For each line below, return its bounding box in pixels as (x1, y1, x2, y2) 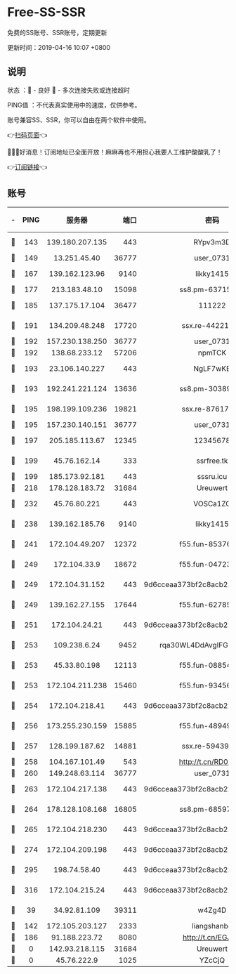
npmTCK (197, 348, 227, 357)
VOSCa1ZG (192, 499, 232, 508)
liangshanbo (192, 921, 233, 930)
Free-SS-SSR (7, 4, 86, 20)
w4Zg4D (197, 905, 227, 915)
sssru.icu (197, 471, 228, 481)
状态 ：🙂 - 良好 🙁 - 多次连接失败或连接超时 (7, 86, 130, 94)
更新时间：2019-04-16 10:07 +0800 (7, 43, 111, 51)
